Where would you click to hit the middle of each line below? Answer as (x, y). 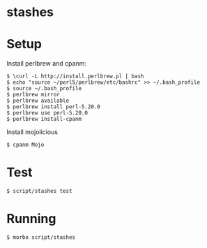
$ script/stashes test (39, 191)
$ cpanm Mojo (25, 145)
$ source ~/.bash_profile (44, 89)
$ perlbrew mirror (33, 95)
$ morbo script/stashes (41, 238)
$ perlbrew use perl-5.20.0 (47, 113)
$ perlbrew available (38, 101)
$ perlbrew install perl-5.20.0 (53, 107)
